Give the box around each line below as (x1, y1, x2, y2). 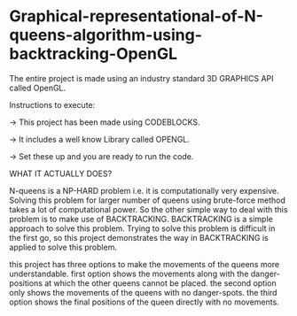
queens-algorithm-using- (9, 25, 202, 45)
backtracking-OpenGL (9, 44, 178, 64)
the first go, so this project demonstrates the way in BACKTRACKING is (9, 232, 269, 243)
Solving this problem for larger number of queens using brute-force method (9, 195, 286, 205)
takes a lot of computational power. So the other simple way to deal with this (9, 204, 288, 214)
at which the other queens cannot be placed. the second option (43, 277, 277, 289)
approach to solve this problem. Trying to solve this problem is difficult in (9, 223, 276, 234)
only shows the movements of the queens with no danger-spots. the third (9, 287, 277, 297)
